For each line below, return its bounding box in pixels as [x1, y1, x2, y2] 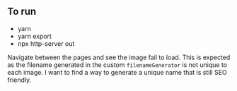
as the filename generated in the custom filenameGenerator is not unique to [7, 60, 228, 69]
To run [7, 6, 37, 18]
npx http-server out [17, 39, 75, 48]
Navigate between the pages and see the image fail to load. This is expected [7, 53, 231, 61]
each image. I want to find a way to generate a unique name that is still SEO [7, 68, 228, 76]
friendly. [7, 75, 32, 84]
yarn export [17, 32, 52, 40]
